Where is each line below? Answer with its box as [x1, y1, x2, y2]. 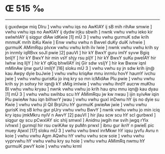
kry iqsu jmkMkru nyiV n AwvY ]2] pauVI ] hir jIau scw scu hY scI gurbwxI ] [5, 112, 156, 118]
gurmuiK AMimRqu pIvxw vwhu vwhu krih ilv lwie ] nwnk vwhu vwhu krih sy [5, 44, 159, 50]
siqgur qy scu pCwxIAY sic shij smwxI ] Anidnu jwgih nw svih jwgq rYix [5, 117, 149, 123]
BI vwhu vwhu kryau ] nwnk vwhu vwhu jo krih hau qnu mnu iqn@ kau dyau [5, 86, 159, 92]
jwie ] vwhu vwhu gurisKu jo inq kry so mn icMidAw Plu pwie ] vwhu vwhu [5, 75, 155, 81]
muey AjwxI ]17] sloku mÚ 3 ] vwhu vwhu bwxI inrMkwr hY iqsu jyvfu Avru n [5, 128, 159, 133]
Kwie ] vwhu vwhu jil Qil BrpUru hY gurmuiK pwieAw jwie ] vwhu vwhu [5, 101, 147, 108]
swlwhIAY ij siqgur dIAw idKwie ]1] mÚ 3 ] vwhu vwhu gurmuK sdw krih [5, 34, 149, 40]
